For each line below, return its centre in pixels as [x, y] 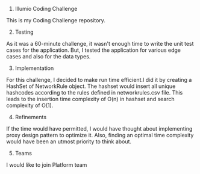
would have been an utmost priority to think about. [69, 141]
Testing [24, 32]
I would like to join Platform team [47, 165]
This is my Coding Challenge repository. [56, 20]
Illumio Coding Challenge [46, 9]
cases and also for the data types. [48, 56]
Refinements [31, 117]
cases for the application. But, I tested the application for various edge [94, 50]
